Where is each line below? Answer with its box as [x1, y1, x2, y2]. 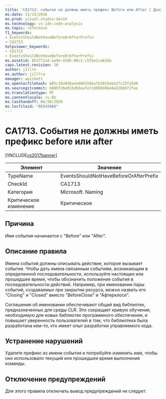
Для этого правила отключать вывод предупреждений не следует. [5, 388, 147, 394]
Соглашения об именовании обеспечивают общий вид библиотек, [5, 301, 146, 307]
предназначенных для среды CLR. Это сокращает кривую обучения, [5, 307, 151, 313]
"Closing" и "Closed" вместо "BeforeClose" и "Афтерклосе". [5, 292, 130, 298]
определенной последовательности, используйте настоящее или [5, 271, 144, 277]
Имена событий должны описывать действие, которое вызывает [5, 260, 143, 266]
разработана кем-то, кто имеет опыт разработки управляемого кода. [5, 323, 153, 329]
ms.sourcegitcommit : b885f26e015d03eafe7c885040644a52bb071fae [5, 85, 138, 91]
